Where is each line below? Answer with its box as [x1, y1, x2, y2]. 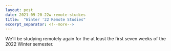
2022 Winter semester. [5, 41, 54, 47]
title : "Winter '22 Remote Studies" [5, 17, 86, 22]
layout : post [5, 7, 33, 13]
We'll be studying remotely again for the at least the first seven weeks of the [5, 36, 166, 42]
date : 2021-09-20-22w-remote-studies [5, 12, 86, 17]
